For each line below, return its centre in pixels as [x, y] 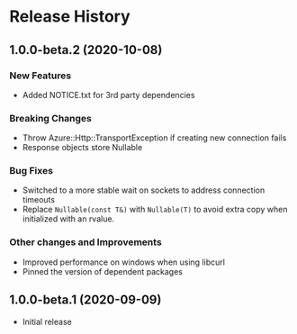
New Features [40, 76]
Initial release [47, 321]
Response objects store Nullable [82, 148]
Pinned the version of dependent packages [102, 271]
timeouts [39, 200]
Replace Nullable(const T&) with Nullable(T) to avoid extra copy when [155, 210]
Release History [70, 17]
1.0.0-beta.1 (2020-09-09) [85, 300]
